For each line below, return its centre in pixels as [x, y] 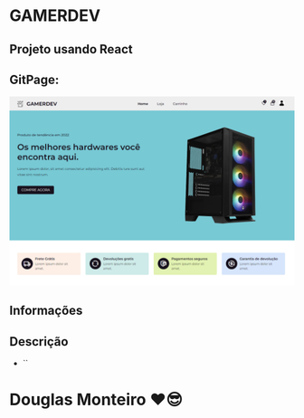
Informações [46, 311]
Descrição [39, 342]
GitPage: [34, 79]
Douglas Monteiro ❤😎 [96, 400]
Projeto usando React [71, 49]
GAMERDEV [55, 16]
